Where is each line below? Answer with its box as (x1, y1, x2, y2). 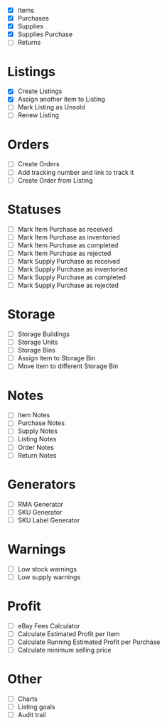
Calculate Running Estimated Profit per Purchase (17, 638, 161, 646)
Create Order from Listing (17, 176, 93, 184)
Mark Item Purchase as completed (17, 241, 119, 249)
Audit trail (17, 711, 46, 719)
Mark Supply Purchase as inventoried (17, 264, 128, 273)
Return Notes (17, 451, 57, 459)
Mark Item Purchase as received (17, 225, 113, 233)
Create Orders (17, 160, 60, 168)
